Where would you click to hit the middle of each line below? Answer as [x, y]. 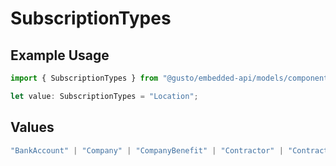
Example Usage [60, 55]
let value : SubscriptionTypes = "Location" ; [104, 96]
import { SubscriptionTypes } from [84, 78]
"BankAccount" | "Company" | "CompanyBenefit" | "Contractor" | [147, 150]
